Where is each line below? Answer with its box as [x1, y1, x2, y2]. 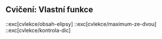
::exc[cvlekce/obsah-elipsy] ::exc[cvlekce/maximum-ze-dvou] [5, 20, 157, 27]
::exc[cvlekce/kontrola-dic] [5, 27, 71, 34]
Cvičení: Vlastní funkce [5, 5, 94, 15]
